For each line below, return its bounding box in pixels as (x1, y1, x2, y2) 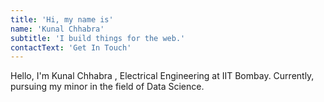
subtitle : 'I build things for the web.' (10, 33, 186, 43)
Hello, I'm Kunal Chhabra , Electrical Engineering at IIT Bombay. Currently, (10, 70, 315, 82)
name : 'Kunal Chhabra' (10, 24, 105, 34)
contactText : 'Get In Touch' (10, 42, 132, 53)
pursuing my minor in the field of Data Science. (10, 81, 205, 93)
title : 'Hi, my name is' (10, 14, 114, 25)
